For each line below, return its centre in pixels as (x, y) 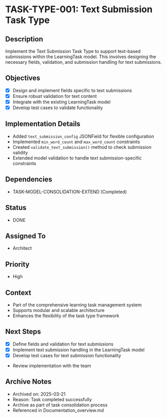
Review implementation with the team (52, 365)
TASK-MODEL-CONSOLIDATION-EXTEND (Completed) (70, 192)
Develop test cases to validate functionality (58, 108)
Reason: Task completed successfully (52, 399)
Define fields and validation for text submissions (63, 344)
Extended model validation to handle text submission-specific (77, 158)
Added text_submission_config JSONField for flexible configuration (83, 136)
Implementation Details (43, 124)
